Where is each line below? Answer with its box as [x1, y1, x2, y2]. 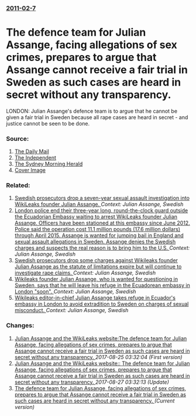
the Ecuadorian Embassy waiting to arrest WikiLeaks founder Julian [14, 213, 177, 221]
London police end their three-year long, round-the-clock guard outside [14, 207, 188, 214]
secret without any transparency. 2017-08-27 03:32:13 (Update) [14, 378, 170, 385]
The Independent [14, 154, 57, 161]
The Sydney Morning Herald [14, 160, 83, 168]
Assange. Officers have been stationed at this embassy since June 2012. [14, 219, 190, 226]
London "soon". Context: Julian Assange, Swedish [14, 288, 136, 295]
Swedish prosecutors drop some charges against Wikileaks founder [14, 257, 178, 264]
